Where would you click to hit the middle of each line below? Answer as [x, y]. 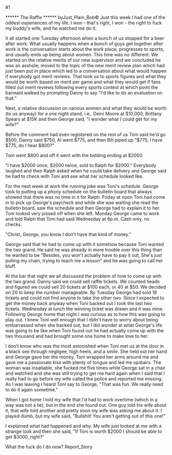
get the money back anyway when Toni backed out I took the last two [79, 303]
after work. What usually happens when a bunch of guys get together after [84, 44]
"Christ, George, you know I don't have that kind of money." [68, 234]
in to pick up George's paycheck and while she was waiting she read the [82, 203]
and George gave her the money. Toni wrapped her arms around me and [82, 357]
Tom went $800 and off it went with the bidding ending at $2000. [74, 155]
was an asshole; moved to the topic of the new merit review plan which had [85, 65]
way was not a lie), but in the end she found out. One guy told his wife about [86, 405]
